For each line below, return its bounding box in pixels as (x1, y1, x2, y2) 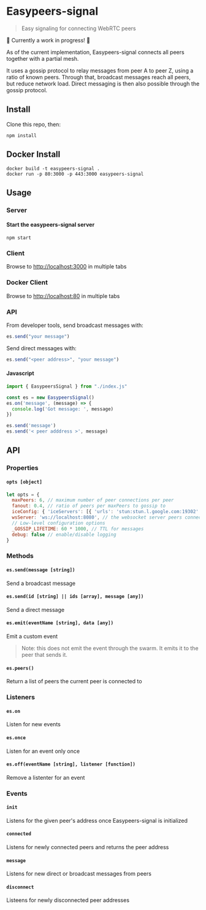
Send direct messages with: (6, 344, 77, 351)
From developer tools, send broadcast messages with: (6, 321, 144, 329)
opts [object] (6, 479, 43, 485)
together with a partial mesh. (6, 55, 79, 62)
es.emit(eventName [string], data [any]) (6, 620, 114, 626)
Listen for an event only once (6, 747, 80, 755)
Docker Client (6, 278, 48, 287)
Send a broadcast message (6, 579, 76, 587)
